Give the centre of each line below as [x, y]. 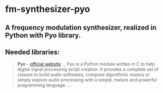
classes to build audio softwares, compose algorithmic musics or [83, 75]
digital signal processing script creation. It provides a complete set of [88, 69]
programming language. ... [44, 85]
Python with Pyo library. [43, 35]
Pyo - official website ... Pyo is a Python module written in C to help [86, 64]
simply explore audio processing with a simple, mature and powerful [87, 80]
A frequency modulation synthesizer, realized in [81, 28]
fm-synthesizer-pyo [48, 9]
